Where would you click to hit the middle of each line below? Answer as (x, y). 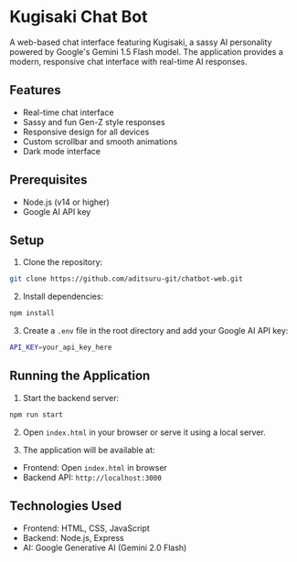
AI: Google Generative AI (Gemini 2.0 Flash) (105, 547)
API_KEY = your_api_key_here (61, 348)
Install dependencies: (63, 297)
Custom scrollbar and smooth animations (100, 141)
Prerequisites (48, 180)
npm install (32, 313)
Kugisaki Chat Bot (79, 17)
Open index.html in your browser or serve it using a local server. (144, 432)
